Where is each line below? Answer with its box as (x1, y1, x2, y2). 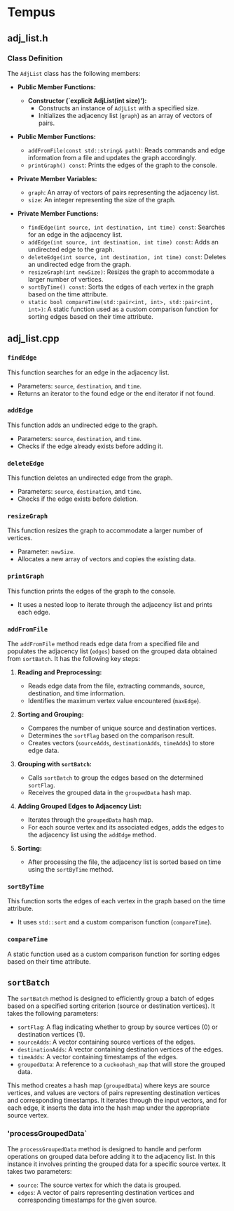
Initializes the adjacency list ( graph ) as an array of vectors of (38, 111, 212, 119)
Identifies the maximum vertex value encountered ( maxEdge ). (27, 697, 201, 705)
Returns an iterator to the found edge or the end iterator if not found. (17, 389, 216, 398)
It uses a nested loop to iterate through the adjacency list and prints (17, 600, 213, 608)
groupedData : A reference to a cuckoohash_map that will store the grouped (17, 1060, 226, 1068)
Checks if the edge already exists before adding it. (17, 442, 163, 450)
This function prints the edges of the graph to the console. (7, 587, 177, 595)
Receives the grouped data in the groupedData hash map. (27, 788, 192, 797)
